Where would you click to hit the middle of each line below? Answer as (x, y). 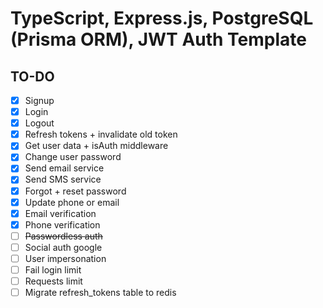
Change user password (73, 157)
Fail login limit (53, 269)
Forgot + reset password (75, 191)
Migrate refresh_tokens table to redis (100, 293)
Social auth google (63, 247)
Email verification (60, 213)
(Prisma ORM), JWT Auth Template (159, 39)
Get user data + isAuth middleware (96, 146)
